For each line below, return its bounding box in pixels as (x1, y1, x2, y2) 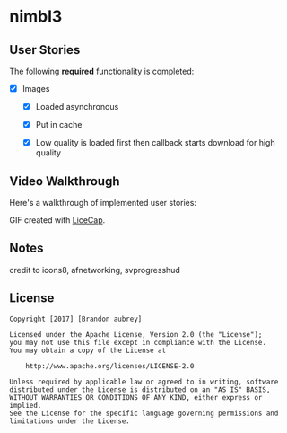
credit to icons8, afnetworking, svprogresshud (9, 264, 181, 275)
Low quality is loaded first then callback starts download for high (35, 137, 275, 148)
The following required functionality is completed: (9, 66, 195, 76)
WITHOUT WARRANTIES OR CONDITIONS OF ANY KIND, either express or (9, 393, 263, 402)
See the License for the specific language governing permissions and (9, 409, 279, 418)
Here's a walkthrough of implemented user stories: (9, 198, 197, 208)
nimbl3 (9, 6, 63, 27)
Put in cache (35, 119, 83, 130)
